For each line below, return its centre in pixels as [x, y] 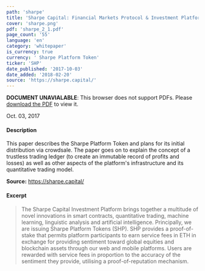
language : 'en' [26, 40]
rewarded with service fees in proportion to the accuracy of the [101, 254]
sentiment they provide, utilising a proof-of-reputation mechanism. [105, 261]
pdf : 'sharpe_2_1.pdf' [35, 29]
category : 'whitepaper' [37, 46]
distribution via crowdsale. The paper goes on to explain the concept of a [98, 150]
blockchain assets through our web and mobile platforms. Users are [106, 248]
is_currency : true [30, 52]
